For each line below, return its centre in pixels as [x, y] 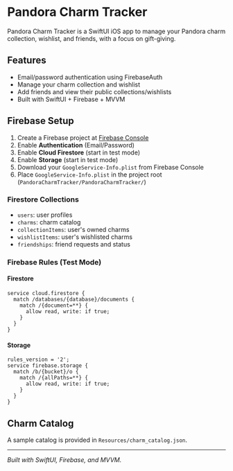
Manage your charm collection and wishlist [79, 85]
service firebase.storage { [48, 366]
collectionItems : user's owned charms [73, 229]
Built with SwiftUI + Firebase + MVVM [71, 99]
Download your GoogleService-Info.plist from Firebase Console [111, 167]
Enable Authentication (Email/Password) [76, 145]
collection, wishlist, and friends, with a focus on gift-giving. [92, 38]
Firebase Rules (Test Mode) [54, 262]
